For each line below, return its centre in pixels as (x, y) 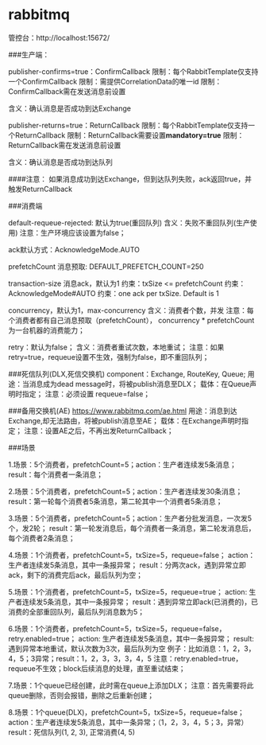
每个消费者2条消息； (42, 538)
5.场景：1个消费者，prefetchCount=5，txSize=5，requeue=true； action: (128, 591)
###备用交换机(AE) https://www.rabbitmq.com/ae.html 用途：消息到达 (123, 411)
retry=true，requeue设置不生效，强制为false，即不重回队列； (109, 357)
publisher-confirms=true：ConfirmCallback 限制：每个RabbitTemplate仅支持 (133, 71)
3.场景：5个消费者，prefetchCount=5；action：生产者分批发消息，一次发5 (130, 518)
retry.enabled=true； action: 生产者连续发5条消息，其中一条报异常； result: (131, 638)
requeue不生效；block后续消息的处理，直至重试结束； (97, 668)
